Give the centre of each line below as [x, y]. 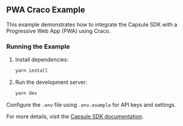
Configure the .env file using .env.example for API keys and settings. [91, 104]
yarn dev [26, 93]
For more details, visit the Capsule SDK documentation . [75, 116]
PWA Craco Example [46, 10]
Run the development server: [51, 82]
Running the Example [38, 46]
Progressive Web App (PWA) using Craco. [58, 31]
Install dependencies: [42, 60]
